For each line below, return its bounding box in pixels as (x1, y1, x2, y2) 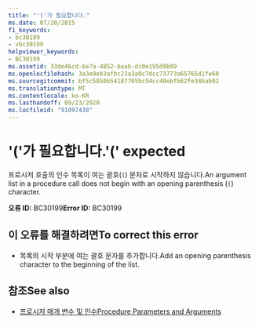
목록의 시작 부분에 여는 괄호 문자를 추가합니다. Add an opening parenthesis (19, 250, 251, 260)
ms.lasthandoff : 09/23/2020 (8, 99, 100, 107)
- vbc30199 (8, 41, 44, 49)
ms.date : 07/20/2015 (8, 19, 76, 27)
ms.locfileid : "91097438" (8, 107, 93, 115)
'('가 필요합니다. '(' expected (8, 143, 186, 161)
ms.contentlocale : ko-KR (8, 92, 89, 100)
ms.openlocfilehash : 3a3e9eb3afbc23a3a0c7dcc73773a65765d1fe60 (8, 70, 220, 78)
